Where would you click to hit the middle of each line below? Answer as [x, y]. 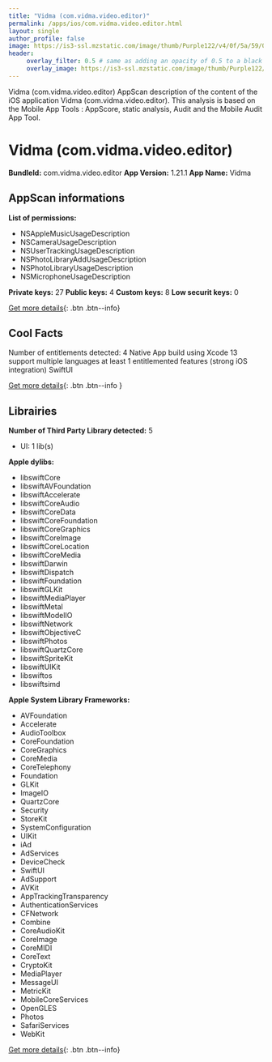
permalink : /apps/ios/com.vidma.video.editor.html [96, 23]
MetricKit [35, 991]
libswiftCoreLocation [55, 547]
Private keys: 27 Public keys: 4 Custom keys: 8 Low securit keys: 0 [123, 292]
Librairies [33, 411]
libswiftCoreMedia [51, 555]
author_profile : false [47, 38]
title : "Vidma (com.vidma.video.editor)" [79, 16]
